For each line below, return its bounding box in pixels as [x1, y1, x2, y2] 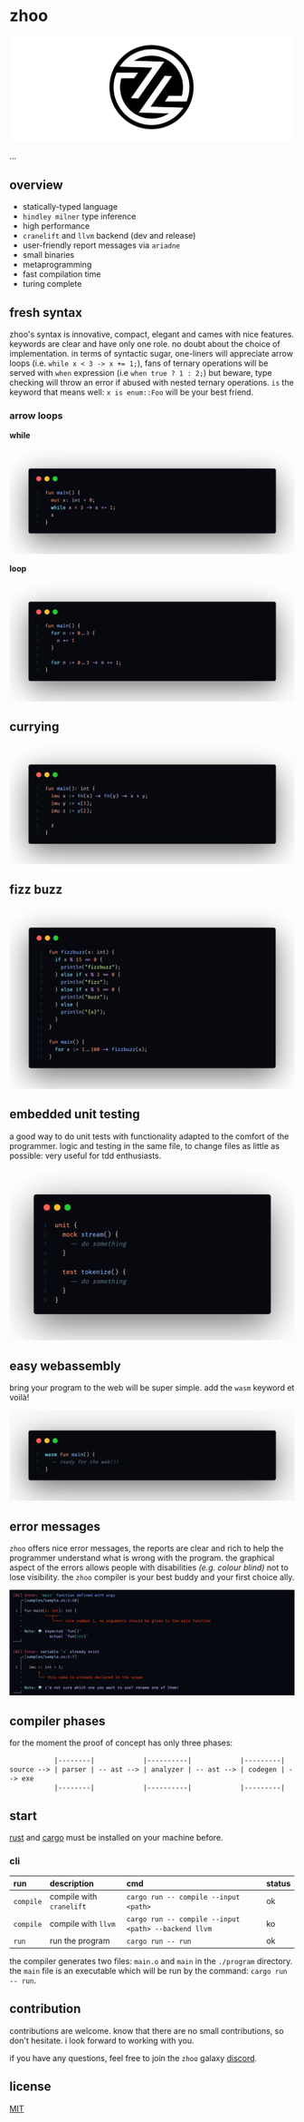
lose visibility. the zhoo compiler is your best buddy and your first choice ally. [9, 1572, 295, 1583]
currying [9, 719, 60, 735]
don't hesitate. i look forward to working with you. [9, 2035, 195, 2046]
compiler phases [9, 1713, 106, 1729]
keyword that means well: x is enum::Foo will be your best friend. [9, 387, 254, 398]
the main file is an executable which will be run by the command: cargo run [9, 1965, 288, 1976]
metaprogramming [22, 260, 92, 270]
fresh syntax [9, 305, 83, 320]
